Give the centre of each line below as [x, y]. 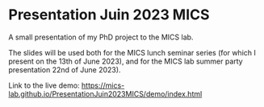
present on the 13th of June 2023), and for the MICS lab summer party [126, 61]
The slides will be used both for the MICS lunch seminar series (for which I [132, 52]
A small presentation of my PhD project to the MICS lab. [101, 37]
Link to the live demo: [44, 85]
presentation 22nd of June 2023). [65, 69]
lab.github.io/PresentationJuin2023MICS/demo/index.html [105, 93]
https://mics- [103, 85]
